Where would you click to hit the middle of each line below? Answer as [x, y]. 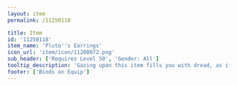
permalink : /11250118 [39, 20]
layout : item [26, 14]
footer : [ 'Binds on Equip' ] [49, 72]
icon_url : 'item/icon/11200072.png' [61, 52]
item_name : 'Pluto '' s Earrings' [55, 46]
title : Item [25, 33]
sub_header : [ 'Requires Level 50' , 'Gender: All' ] [83, 59]
